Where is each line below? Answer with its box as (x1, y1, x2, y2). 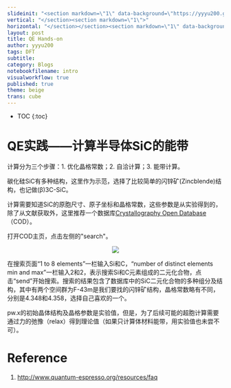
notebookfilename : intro (7, 67, 78, 74)
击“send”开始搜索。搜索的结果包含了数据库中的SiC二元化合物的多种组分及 (7, 277, 217, 285)
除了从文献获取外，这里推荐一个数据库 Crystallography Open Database (7, 208, 207, 217)
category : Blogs (7, 61, 54, 68)
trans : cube (7, 94, 41, 100)
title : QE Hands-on (7, 36, 63, 43)
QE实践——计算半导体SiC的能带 (7, 138, 189, 154)
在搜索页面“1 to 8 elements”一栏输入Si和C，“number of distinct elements (7, 259, 213, 268)
